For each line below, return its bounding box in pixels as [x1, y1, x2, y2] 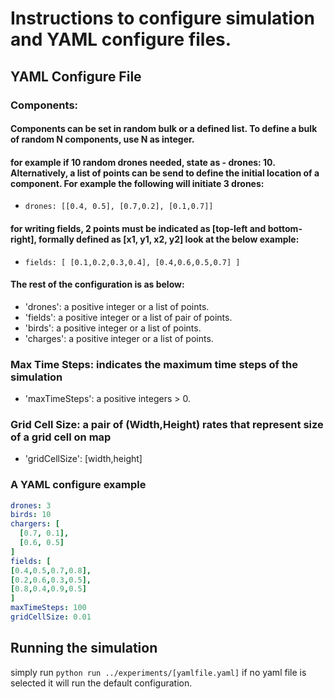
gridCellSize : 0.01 [10, 612, 92, 622]
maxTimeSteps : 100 [10, 603, 87, 613]
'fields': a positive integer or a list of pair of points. [24, 311, 233, 323]
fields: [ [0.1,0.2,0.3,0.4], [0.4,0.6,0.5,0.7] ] [24, 257, 241, 267]
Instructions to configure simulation [10, 7, 315, 30]
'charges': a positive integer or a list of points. [24, 332, 214, 344]
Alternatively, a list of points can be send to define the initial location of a [10, 167, 320, 179]
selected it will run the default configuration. [10, 677, 193, 689]
